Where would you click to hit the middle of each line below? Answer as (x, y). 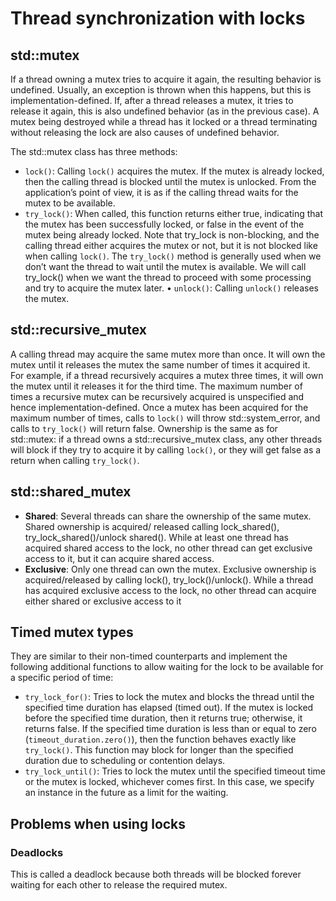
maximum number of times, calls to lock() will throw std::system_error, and (165, 418)
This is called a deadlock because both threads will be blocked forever (156, 874)
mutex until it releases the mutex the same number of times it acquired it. (160, 364)
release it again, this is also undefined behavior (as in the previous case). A (165, 111)
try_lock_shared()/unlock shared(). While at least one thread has (156, 537)
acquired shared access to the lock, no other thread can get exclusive (168, 548)
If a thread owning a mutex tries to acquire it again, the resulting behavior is (166, 79)
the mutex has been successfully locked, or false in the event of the (164, 224)
